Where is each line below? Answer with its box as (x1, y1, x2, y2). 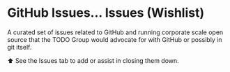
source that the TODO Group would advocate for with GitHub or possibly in (7, 35, 222, 43)
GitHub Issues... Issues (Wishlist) (7, 5, 205, 21)
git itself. (7, 43, 32, 51)
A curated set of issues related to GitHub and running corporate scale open (7, 28, 224, 36)
